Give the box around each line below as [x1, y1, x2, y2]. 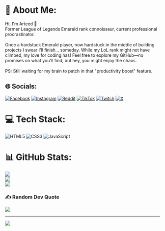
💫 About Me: [5, 4, 57, 16]
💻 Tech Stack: [5, 114, 66, 125]
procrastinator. [5, 31, 35, 37]
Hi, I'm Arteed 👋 [5, 21, 37, 27]
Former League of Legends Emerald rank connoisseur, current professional [5, 26, 157, 32]
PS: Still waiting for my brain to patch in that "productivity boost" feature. [5, 68, 153, 74]
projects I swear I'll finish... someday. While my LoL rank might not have [5, 47, 150, 53]
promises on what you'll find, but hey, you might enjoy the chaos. [5, 57, 137, 63]
